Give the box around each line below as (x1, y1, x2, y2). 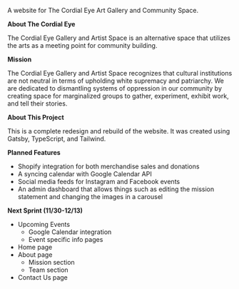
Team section (28, 265, 69, 274)
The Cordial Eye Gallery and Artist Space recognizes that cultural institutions (7, 69, 233, 77)
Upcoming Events (17, 220, 70, 228)
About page (17, 250, 53, 259)
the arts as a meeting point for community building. (7, 41, 158, 49)
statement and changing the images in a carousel (17, 193, 163, 201)
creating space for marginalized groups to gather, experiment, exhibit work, (7, 92, 230, 100)
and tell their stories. (7, 99, 68, 108)
